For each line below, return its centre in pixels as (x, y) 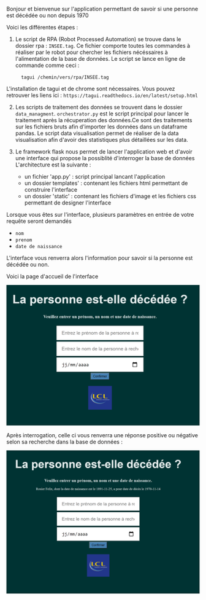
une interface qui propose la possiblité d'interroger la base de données (105, 158)
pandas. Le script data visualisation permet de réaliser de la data (97, 133)
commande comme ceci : (47, 65)
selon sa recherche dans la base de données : (64, 442)
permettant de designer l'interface (68, 203)
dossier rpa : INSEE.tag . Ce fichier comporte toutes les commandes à (103, 46)
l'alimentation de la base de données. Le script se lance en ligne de (100, 59)
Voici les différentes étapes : (42, 27)
